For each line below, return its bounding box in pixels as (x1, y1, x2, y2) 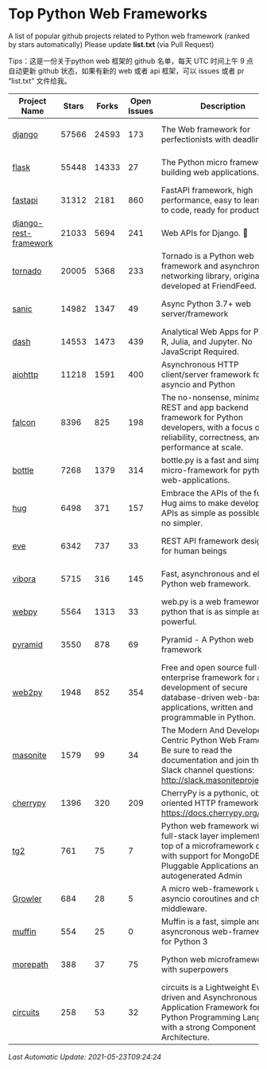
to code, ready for (161, 204, 228, 215)
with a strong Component (161, 1021, 257, 1032)
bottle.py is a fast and (161, 454, 242, 466)
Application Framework (161, 1001, 248, 1012)
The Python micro (161, 156, 228, 167)
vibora (12, 573, 37, 584)
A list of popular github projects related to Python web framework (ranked (8, 31, 250, 41)
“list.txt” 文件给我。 (8, 76, 72, 85)
